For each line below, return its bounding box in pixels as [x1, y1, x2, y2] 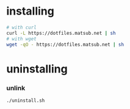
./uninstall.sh [6, 97, 45, 104]
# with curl [6, 24, 37, 30]
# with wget [6, 35, 37, 42]
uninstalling [6, 62, 68, 76]
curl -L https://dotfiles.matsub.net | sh [6, 30, 116, 36]
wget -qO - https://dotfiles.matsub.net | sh [6, 41, 124, 47]
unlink [6, 83, 26, 92]
